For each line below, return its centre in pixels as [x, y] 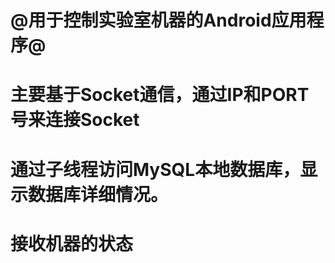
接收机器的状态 [72, 243]
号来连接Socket [75, 120]
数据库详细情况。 [98, 194]
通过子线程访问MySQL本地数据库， [155, 169]
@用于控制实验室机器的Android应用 [158, 20]
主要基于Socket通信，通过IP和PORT [160, 95]
